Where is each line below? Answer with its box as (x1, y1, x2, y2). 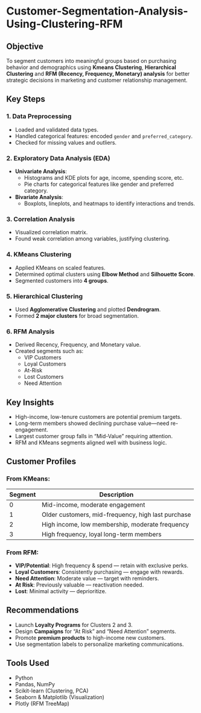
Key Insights (6, 397, 54, 407)
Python (14, 674, 33, 682)
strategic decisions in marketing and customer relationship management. (6, 77, 188, 84)
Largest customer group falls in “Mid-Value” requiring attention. (14, 432, 173, 439)
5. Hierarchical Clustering (6, 292, 83, 300)
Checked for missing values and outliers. (14, 139, 116, 146)
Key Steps (6, 94, 45, 104)
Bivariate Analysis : (14, 193, 63, 200)
